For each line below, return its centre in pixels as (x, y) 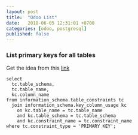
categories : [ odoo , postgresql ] (46, 28)
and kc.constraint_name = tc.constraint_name (75, 121)
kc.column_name (30, 95)
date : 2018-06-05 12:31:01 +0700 (50, 23)
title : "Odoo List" (32, 17)
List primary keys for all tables (51, 55)
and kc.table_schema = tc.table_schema (67, 116)
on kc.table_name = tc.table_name (60, 111)
